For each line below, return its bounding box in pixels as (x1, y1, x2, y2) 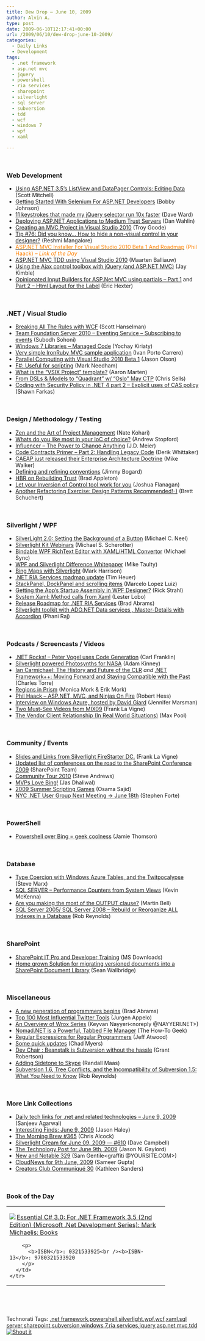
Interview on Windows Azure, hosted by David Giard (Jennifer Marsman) (15, 699, 198, 706)
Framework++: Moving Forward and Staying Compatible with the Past (15, 673, 190, 681)
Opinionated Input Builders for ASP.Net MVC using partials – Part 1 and (15, 276, 193, 283)
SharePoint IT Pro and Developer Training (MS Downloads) (15, 953, 163, 961)
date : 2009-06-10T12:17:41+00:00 (6, 26, 92, 32)
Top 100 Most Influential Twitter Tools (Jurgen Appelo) (15, 1014, 153, 1021)
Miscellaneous (6, 993, 51, 1002)
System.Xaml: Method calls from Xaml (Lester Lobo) (15, 593, 146, 601)
